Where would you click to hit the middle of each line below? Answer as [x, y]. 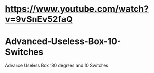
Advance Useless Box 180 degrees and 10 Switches [57, 65]
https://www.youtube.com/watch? [77, 9]
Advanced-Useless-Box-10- [63, 42]
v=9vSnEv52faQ [39, 19]
